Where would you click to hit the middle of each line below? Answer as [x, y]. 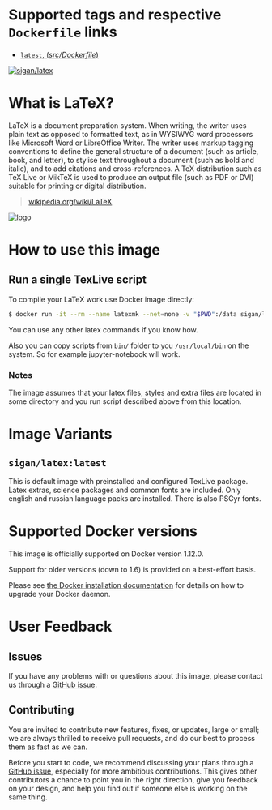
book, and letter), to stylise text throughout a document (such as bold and [132, 160]
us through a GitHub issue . [53, 684]
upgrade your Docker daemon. [59, 594]
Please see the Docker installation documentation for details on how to [126, 585]
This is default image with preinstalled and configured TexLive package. [128, 482]
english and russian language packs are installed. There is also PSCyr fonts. [135, 499]
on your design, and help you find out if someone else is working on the [128, 788]
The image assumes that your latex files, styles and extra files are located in [135, 393]
